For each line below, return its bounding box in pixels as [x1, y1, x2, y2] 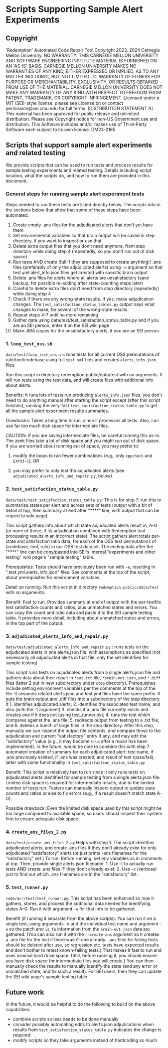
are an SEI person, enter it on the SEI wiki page [12, 322, 109, 328]
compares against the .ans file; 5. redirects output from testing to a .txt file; [5, 717, 160, 723]
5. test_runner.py [5, 884, 48, 891]
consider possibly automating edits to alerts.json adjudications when [12, 1022, 154, 1028]
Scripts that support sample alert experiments [5, 141, 153, 150]
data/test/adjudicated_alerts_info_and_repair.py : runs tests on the [5, 644, 149, 650]
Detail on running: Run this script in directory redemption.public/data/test [5, 584, 159, 590]
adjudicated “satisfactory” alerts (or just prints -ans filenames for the [5, 850, 147, 856]
